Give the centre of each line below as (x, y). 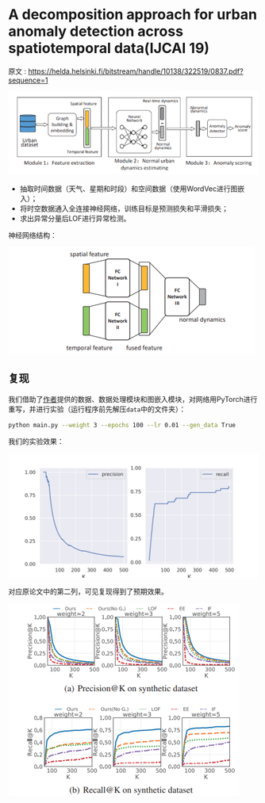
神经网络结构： (33, 235)
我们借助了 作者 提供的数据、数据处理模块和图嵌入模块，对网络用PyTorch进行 (133, 399)
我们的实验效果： (36, 441)
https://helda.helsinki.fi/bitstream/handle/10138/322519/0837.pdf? (135, 71)
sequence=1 (28, 80)
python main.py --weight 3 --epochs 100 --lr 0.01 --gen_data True (122, 425)
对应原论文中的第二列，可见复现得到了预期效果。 (88, 591)
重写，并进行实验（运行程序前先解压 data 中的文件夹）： (97, 409)
